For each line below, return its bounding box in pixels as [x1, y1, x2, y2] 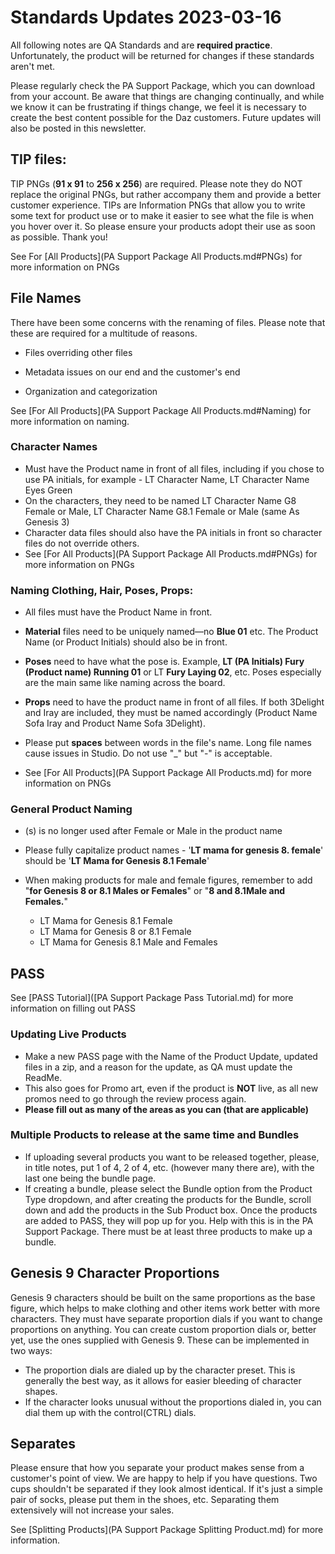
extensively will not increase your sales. [10, 1504, 175, 1516]
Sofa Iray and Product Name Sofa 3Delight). [24, 717, 206, 730]
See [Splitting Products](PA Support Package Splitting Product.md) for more [10, 1524, 324, 1536]
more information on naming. [10, 415, 130, 427]
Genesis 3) [24, 516, 70, 528]
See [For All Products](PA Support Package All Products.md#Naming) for [10, 404, 312, 416]
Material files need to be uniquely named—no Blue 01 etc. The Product [24, 626, 319, 638]
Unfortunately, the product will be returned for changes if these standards [10, 49, 315, 61]
